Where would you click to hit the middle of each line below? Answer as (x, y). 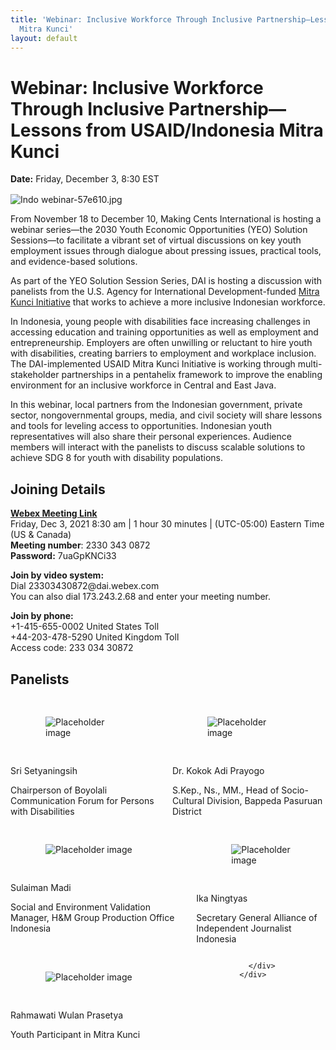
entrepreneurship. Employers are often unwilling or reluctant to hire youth (161, 343)
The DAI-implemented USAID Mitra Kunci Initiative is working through (153, 364)
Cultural (188, 800)
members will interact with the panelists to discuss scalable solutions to (158, 447)
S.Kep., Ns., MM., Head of (225, 790)
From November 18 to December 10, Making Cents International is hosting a (166, 219)
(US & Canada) (41, 535)
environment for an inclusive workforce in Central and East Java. (143, 385)
